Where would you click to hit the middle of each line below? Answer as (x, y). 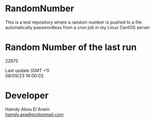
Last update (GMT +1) (27, 70)
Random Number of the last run (71, 47)
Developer (27, 96)
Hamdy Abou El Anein (27, 109)
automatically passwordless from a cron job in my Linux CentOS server (77, 27)
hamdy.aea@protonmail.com (34, 114)
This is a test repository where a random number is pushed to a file (74, 22)
